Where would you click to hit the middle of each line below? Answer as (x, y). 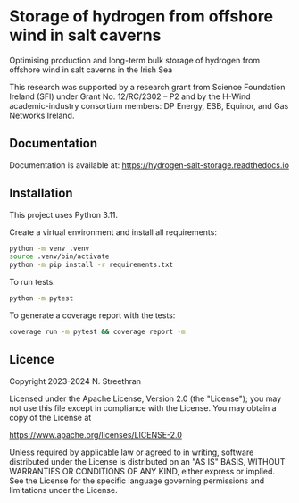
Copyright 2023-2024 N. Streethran (75, 381)
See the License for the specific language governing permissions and (137, 481)
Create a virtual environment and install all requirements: (113, 232)
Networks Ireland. (42, 115)
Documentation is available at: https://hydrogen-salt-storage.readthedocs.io (149, 165)
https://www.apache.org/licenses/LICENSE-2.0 (96, 434)
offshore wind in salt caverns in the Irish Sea (91, 70)
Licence (32, 360)
